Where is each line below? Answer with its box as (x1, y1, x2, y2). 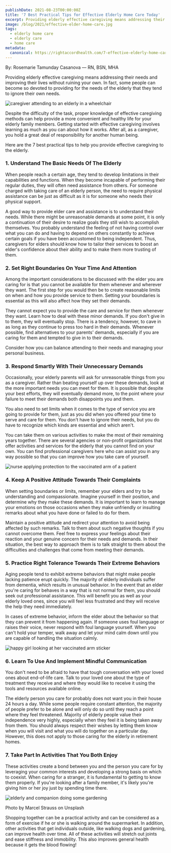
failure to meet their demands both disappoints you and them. (5, 396, 135, 402)
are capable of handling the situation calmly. (5, 635, 98, 641)
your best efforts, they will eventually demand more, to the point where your (5, 391, 164, 397)
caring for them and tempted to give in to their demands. (5, 335, 124, 341)
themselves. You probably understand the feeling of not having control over (5, 224, 164, 231)
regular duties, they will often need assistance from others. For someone (5, 182, 158, 188)
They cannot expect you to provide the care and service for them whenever (5, 308, 164, 314)
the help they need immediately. (5, 603, 73, 610)
